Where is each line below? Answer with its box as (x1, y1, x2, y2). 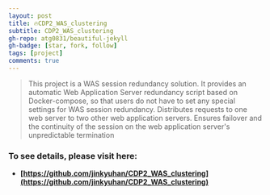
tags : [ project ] (8, 49, 63, 57)
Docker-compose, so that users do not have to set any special (27, 96, 236, 106)
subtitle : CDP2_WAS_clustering (8, 27, 114, 35)
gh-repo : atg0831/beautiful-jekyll (8, 34, 129, 43)
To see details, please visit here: (8, 150, 137, 161)
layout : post (8, 11, 53, 20)
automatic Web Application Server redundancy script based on (27, 87, 238, 97)
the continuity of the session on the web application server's (27, 122, 230, 131)
